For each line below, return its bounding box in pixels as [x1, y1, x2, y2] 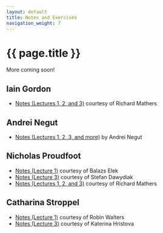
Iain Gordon [6, 84, 52, 94]
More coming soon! [6, 66, 55, 73]
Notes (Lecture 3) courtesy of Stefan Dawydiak [15, 173, 133, 180]
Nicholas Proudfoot [6, 151, 81, 161]
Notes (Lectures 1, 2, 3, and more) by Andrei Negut [15, 133, 142, 140]
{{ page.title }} [6, 46, 81, 60]
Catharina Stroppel [6, 197, 80, 208]
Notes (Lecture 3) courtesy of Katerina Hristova [15, 220, 135, 227]
